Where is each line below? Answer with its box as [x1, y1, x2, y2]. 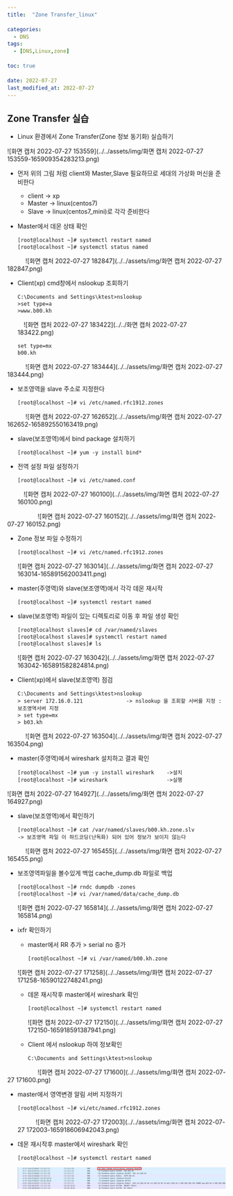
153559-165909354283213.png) [7, 155, 100, 163]
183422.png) [17, 328, 54, 336]
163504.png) [7, 740, 44, 749]
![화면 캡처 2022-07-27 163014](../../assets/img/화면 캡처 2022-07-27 [17, 562, 214, 570]
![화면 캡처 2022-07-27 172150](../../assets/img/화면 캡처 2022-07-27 [27, 1018, 223, 1027]
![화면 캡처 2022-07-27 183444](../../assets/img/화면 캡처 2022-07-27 [25, 363, 223, 371]
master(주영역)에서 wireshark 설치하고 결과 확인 [17, 754, 150, 762]
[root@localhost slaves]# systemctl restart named [17, 633, 167, 641]
